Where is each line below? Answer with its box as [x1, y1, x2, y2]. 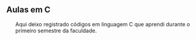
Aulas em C [6, 5, 51, 15]
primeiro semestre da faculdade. [15, 27, 97, 34]
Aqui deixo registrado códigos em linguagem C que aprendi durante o [15, 20, 191, 27]
